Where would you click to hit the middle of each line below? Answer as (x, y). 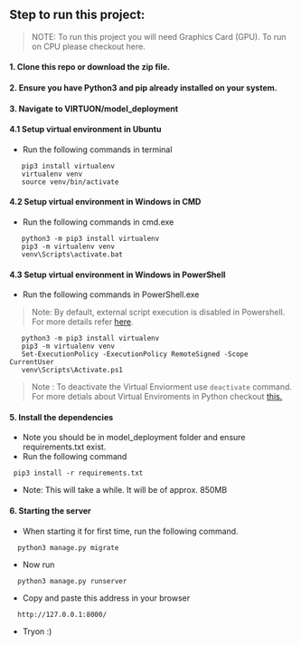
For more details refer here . (82, 322)
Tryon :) (37, 631)
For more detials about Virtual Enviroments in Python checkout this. (157, 397)
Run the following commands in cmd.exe (98, 222)
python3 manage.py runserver (72, 581)
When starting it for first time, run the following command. (130, 531)
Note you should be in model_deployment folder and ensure (134, 438)
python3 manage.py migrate (68, 547)
